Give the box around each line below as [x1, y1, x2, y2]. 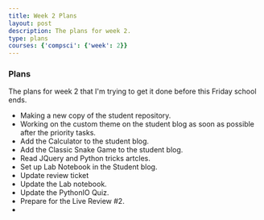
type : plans [8, 34, 48, 43]
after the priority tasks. [19, 128, 97, 138]
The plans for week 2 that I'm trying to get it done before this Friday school [8, 86, 257, 97]
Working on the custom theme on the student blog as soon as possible [19, 119, 255, 129]
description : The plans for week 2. [8, 27, 131, 35]
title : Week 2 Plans [8, 11, 78, 20]
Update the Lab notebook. [19, 179, 107, 189]
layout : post [8, 19, 52, 27]
